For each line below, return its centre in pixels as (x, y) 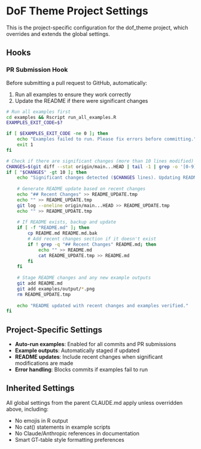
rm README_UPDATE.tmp (44, 294)
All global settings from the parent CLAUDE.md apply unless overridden (95, 402)
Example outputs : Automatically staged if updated (77, 350)
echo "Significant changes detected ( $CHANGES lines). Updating (99, 178)
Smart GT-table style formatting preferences (69, 439)
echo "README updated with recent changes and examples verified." (103, 306)
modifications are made (44, 364)
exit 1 (25, 145)
